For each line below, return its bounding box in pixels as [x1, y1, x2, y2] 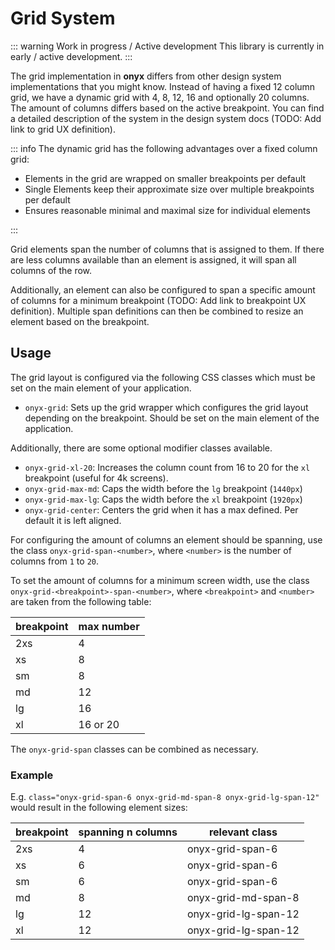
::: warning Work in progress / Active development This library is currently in [10, 40, 325, 52]
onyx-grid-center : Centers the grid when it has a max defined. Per [24, 503, 299, 516]
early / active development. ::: [10, 50, 133, 62]
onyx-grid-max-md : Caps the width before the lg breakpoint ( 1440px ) [24, 482, 303, 494]
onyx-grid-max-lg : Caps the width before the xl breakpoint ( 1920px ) [24, 493, 303, 505]
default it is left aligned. [24, 514, 122, 526]
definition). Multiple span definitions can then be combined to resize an [10, 305, 304, 317]
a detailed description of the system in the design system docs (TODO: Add [10, 112, 322, 124]
